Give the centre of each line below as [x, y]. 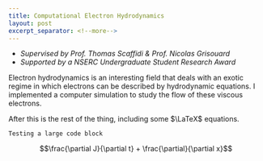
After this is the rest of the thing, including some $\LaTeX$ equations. [124, 119]
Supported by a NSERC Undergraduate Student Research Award [128, 62]
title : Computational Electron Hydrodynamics [86, 16]
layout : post [30, 23]
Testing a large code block [56, 134]
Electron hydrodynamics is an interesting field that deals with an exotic [126, 78]
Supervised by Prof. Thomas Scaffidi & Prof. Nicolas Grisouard [125, 54]
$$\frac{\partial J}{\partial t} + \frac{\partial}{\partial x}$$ [136, 149]
